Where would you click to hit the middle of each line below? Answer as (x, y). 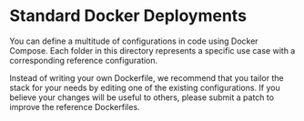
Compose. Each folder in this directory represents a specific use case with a (152, 50)
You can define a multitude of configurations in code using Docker (134, 41)
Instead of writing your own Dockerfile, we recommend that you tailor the (147, 77)
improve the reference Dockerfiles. (75, 106)
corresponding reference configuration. (84, 60)
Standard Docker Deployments (128, 16)
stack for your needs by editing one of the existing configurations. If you (145, 87)
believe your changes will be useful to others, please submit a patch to (142, 97)
